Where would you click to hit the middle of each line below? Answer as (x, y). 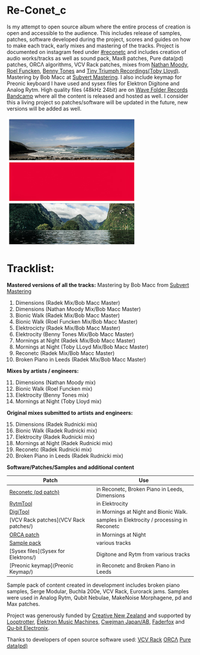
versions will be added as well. (44, 108)
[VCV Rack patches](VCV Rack (47, 520)
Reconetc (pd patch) (34, 492)
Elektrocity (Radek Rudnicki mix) (55, 437)
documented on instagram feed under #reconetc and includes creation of (96, 52)
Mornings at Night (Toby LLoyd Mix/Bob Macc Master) (82, 347)
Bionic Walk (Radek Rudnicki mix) (56, 430)
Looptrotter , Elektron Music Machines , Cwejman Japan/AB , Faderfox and (96, 622)
